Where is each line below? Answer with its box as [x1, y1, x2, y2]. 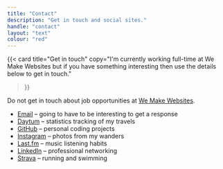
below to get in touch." [7, 70, 72, 78]
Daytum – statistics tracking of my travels [17, 117, 136, 125]
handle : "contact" [7, 23, 60, 30]
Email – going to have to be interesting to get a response [17, 110, 178, 118]
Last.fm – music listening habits [17, 139, 107, 148]
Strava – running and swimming [17, 154, 107, 163]
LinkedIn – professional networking [17, 147, 118, 155]
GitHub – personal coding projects [17, 125, 116, 133]
